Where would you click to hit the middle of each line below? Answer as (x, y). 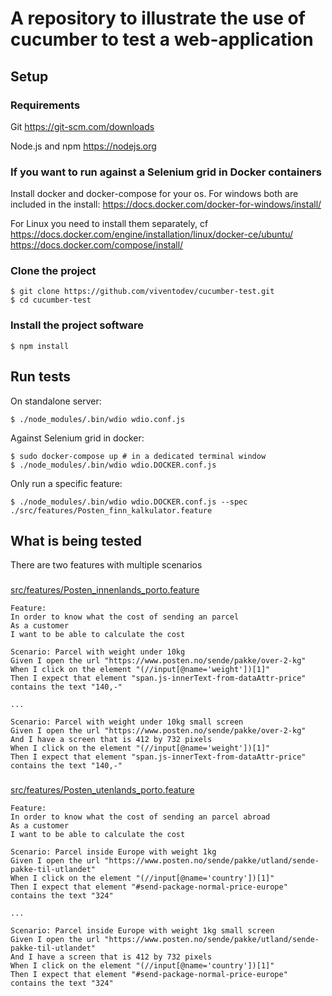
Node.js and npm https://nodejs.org (83, 146)
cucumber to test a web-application (162, 39)
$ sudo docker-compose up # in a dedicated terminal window (138, 456)
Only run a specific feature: (66, 483)
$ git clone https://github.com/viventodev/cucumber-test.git (142, 292)
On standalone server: (56, 401)
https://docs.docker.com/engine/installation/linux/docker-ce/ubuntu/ (152, 234)
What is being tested (76, 540)
